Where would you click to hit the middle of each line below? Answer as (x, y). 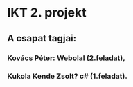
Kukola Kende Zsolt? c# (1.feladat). (68, 76)
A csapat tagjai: (42, 38)
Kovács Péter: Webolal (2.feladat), (66, 58)
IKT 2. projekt (47, 13)
